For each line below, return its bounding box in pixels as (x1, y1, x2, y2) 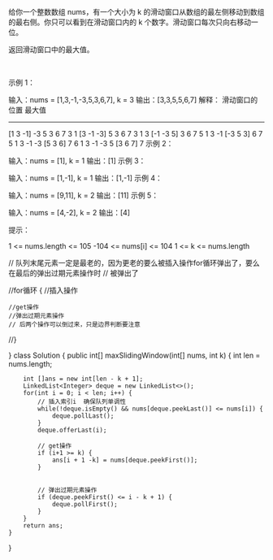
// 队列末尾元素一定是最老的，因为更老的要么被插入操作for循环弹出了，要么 (8, 258, 260, 267)
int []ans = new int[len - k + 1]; (23, 375, 144, 383)
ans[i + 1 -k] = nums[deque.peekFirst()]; (51, 456, 198, 464)
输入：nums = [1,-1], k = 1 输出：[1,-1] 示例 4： (8, 173, 162, 183)
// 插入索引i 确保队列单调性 (37, 397, 127, 406)
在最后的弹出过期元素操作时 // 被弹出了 (8, 268, 139, 278)
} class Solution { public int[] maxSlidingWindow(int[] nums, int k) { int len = (8, 350, 261, 360)
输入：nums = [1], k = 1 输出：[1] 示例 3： (8, 156, 146, 165)
